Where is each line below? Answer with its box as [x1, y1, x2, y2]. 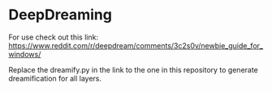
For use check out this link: [8, 32, 99, 42]
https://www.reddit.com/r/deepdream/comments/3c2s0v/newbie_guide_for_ [8, 40, 264, 50]
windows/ [8, 49, 41, 59]
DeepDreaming [8, 6, 112, 24]
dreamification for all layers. [8, 73, 102, 83]
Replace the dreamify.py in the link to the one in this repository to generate [8, 64, 258, 74]
